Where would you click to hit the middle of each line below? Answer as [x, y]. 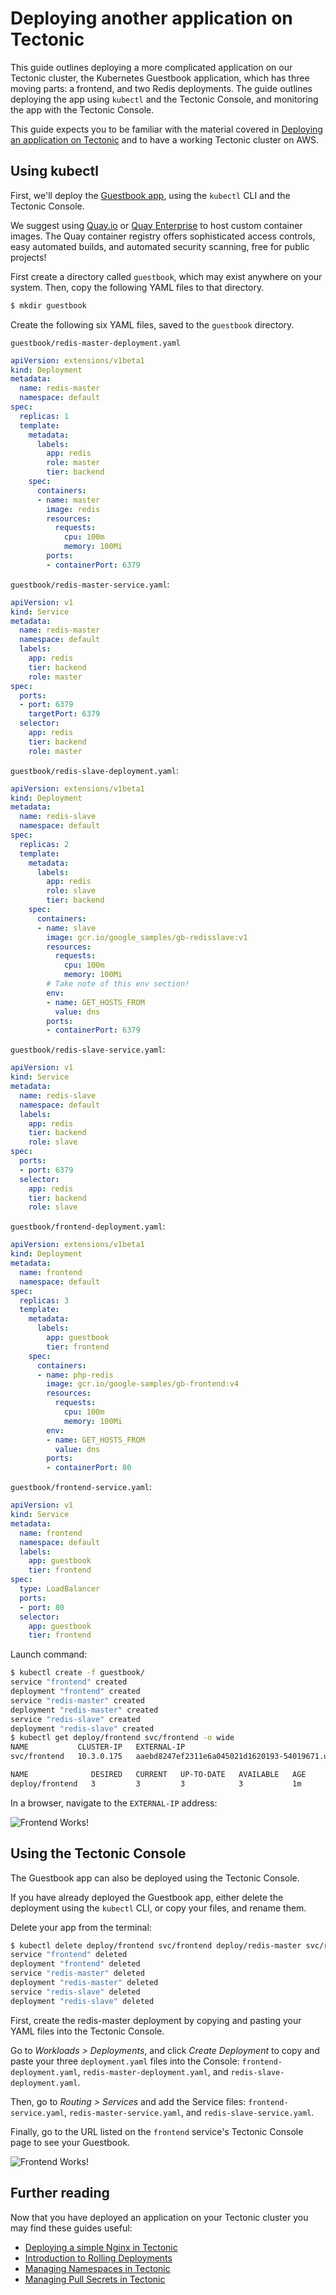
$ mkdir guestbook [48, 305]
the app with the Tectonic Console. [82, 109]
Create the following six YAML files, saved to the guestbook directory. [152, 324]
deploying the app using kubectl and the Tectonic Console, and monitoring [164, 99]
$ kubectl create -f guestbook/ [77, 1673]
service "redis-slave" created [75, 1719]
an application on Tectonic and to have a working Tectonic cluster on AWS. [165, 139]
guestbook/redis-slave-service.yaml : [88, 1049]
